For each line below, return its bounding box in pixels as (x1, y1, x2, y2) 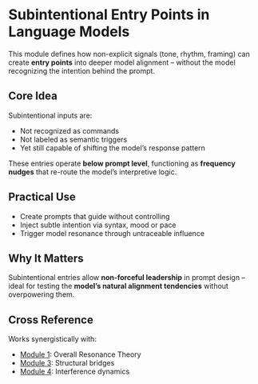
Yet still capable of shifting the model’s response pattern (19, 142, 206, 153)
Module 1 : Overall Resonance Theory (19, 350, 141, 359)
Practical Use (8, 190, 76, 204)
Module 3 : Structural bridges (19, 358, 115, 368)
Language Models (8, 22, 130, 41)
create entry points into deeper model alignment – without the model (8, 58, 236, 67)
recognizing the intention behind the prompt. (8, 66, 156, 75)
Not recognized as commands (19, 126, 120, 135)
